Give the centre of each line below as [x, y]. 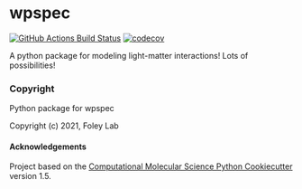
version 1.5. [30, 176]
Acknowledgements [48, 146]
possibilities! [32, 65]
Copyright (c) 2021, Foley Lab [64, 126]
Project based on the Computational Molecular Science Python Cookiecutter [151, 166]
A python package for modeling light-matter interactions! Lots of [129, 55]
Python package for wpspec [62, 109]
